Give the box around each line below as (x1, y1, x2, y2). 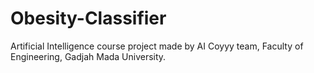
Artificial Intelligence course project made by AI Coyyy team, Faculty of (10, 40, 304, 52)
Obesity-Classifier (10, 7, 167, 30)
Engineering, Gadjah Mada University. (10, 50, 167, 62)
